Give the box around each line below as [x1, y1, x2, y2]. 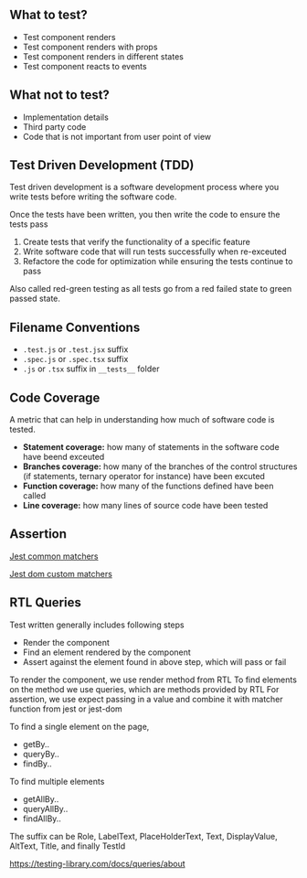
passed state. [9, 293, 61, 305]
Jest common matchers [9, 551, 99, 562]
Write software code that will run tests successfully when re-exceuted [22, 246, 287, 257]
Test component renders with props [22, 41, 158, 52]
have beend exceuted [22, 452, 105, 463]
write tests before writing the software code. [9, 191, 177, 202]
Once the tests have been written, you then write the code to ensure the [9, 209, 281, 220]
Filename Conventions [9, 319, 141, 335]
